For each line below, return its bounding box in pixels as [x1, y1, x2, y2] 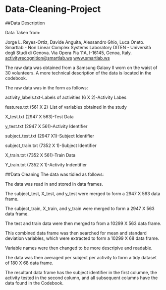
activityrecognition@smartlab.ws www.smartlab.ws [5, 55, 110, 61]
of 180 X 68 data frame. [5, 260, 54, 266]
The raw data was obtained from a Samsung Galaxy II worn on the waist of [5, 65, 158, 71]
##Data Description [5, 20, 45, 26]
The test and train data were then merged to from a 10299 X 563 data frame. [5, 220, 162, 226]
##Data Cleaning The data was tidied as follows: [5, 171, 104, 177]
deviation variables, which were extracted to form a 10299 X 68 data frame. [5, 235, 160, 241]
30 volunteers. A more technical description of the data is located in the [5, 70, 152, 75]
